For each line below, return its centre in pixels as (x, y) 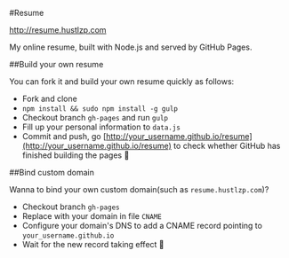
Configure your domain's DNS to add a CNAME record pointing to (142, 226)
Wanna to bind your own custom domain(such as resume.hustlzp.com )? (139, 189)
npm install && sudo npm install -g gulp (100, 109)
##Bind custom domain (52, 172)
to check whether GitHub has (227, 146)
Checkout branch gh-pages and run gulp (95, 117)
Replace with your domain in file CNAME (92, 216)
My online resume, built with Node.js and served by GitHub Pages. (131, 47)
